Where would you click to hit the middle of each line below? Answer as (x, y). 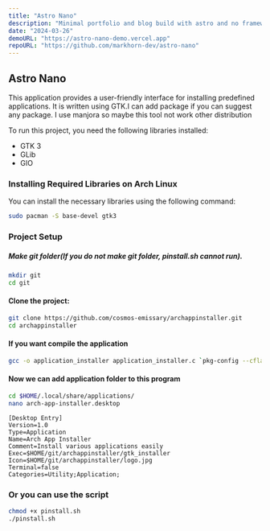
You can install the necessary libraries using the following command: (122, 201)
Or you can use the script (59, 494)
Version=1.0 (28, 425)
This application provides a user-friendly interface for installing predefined (132, 97)
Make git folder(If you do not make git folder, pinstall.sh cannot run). (125, 256)
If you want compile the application (68, 344)
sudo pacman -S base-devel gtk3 (62, 216)
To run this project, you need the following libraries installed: (108, 130)
